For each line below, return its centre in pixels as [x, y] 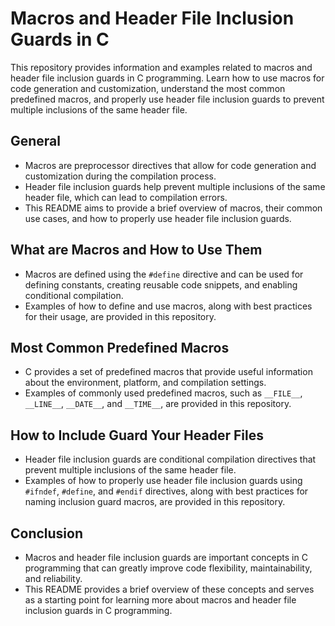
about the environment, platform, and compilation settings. [145, 383]
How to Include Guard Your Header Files [137, 435]
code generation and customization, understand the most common [148, 88]
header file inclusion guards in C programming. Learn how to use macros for [167, 78]
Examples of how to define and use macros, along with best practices [168, 306]
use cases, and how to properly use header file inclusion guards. [158, 218]
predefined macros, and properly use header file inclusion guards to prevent [167, 99]
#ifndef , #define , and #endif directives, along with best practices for [166, 491]
